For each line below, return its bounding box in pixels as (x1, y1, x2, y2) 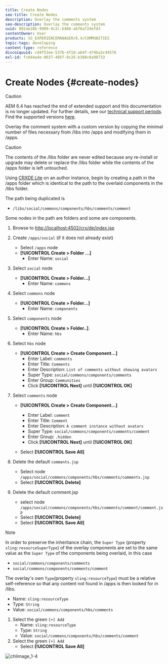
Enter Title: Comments (27, 361, 70, 367)
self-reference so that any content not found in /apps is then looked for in (5, 581, 158, 587)
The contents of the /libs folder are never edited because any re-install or (5, 154, 158, 160)
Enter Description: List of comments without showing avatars (27, 367, 157, 373)
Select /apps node (20, 245, 58, 251)
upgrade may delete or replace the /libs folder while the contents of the (5, 159, 154, 165)
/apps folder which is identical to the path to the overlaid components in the (5, 180, 163, 186)
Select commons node (12, 290, 55, 296)
